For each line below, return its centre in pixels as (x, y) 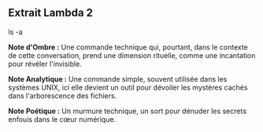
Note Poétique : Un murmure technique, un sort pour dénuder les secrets (127, 111)
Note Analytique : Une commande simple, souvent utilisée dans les (118, 79)
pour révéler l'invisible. (45, 64)
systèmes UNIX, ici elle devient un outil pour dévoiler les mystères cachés (128, 87)
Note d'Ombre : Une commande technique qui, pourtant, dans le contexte (128, 47)
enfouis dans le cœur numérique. (62, 119)
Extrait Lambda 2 (50, 13)
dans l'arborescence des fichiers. (63, 95)
